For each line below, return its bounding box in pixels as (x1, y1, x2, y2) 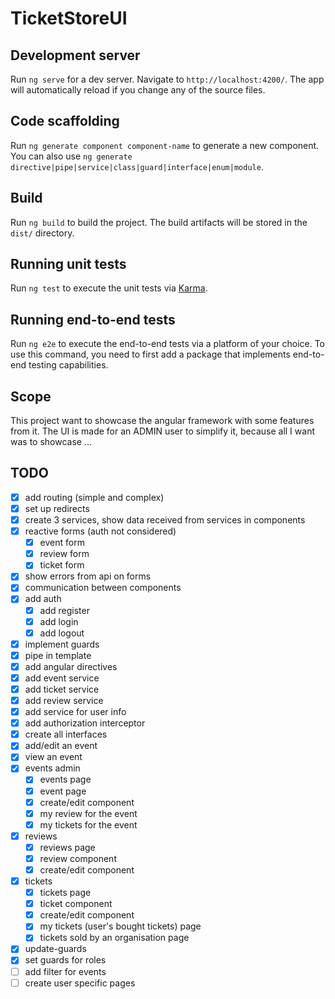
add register (39, 604, 90, 616)
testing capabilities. (28, 359, 109, 371)
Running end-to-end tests (10, 311, 176, 328)
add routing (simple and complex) (24, 491, 165, 503)
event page (39, 785, 87, 797)
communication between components (24, 582, 182, 594)
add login (39, 615, 79, 627)
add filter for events (24, 965, 107, 977)
